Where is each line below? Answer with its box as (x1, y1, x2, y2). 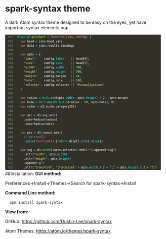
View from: (5, 209, 29, 215)
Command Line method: (5, 189, 56, 196)
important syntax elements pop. (5, 24, 70, 30)
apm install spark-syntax (9, 200, 63, 205)
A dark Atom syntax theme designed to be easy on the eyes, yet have (5, 19, 147, 25)
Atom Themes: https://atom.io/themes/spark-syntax (5, 228, 111, 234)
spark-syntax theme (5, 3, 90, 14)
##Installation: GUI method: (5, 171, 62, 177)
